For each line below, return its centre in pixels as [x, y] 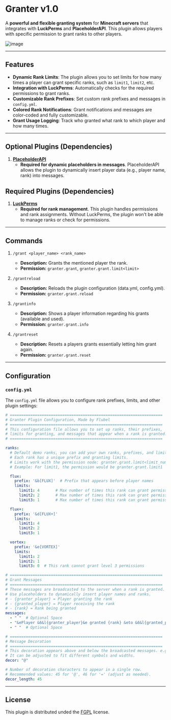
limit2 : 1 [29, 561]
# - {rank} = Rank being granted [41, 609]
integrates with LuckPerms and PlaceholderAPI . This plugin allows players [84, 28]
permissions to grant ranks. [41, 93]
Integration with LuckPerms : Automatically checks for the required [83, 88]
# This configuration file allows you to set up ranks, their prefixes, [84, 429]
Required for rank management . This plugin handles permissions [89, 209]
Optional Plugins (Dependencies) [59, 147]
